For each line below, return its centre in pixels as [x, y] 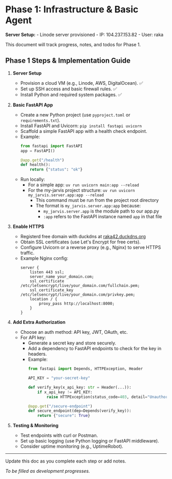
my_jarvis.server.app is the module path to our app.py [101, 211]
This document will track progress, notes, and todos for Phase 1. [73, 44]
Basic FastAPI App [33, 105]
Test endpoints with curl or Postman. [59, 435]
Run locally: [33, 179]
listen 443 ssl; [47, 272]
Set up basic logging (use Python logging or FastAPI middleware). [90, 441]
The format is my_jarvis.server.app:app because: [88, 206]
